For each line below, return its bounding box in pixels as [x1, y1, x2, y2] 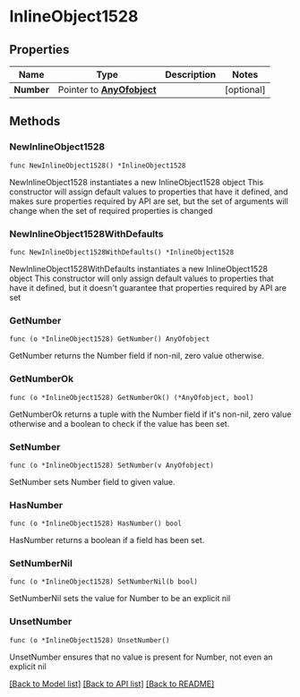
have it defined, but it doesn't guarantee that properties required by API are [9, 282, 287, 293]
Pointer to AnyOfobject [57, 83, 157, 96]
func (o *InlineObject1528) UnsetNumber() [9, 635, 170, 645]
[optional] [224, 83, 266, 96]
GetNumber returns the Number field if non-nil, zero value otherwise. [9, 351, 264, 361]
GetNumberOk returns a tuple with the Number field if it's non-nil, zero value [9, 409, 292, 420]
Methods [9, 114, 61, 129]
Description [165, 69, 217, 81]
